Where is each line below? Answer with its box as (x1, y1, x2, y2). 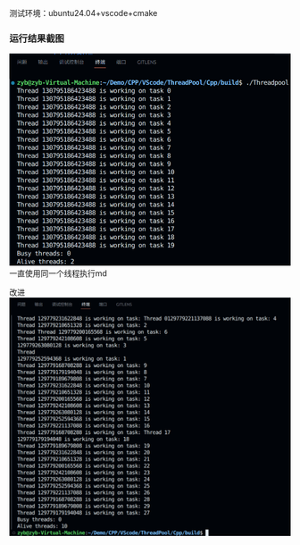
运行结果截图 (9, 32, 65, 45)
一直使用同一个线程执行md (9, 268, 107, 279)
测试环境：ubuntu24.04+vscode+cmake (9, 8, 158, 18)
